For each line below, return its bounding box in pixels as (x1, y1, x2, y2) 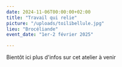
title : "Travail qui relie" (6, 15, 78, 21)
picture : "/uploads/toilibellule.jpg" (6, 20, 104, 26)
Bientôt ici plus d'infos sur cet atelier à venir (6, 54, 117, 61)
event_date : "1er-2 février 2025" (6, 32, 94, 38)
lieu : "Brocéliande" (6, 26, 59, 32)
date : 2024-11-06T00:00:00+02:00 (6, 9, 91, 15)
